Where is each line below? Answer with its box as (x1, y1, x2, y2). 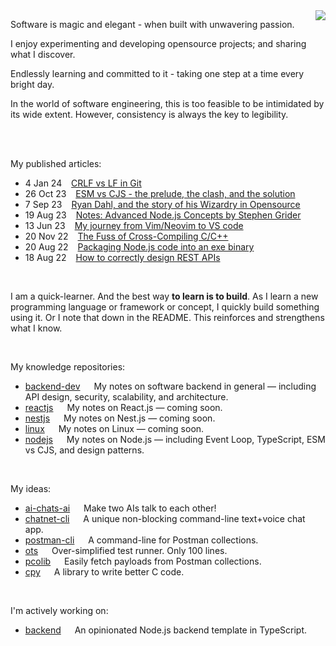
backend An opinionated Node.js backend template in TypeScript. (24, 624, 308, 636)
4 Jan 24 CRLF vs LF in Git (24, 177, 142, 189)
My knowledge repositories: (10, 361, 126, 373)
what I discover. (10, 49, 76, 60)
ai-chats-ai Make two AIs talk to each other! (24, 502, 217, 514)
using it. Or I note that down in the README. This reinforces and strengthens (10, 312, 325, 323)
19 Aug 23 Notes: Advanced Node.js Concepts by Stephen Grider (24, 209, 302, 221)
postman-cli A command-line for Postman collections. (24, 534, 259, 546)
